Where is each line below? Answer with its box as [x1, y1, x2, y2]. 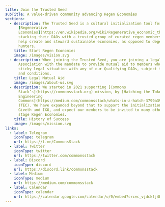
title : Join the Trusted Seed [5, 7, 67, 12]
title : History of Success [14, 116, 69, 122]
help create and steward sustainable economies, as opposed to [18, 39, 151, 44]
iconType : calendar [14, 189, 54, 194]
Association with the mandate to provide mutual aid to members [18, 62, 153, 67]
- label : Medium [9, 171, 43, 177]
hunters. [18, 44, 36, 49]
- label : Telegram [9, 130, 48, 135]
